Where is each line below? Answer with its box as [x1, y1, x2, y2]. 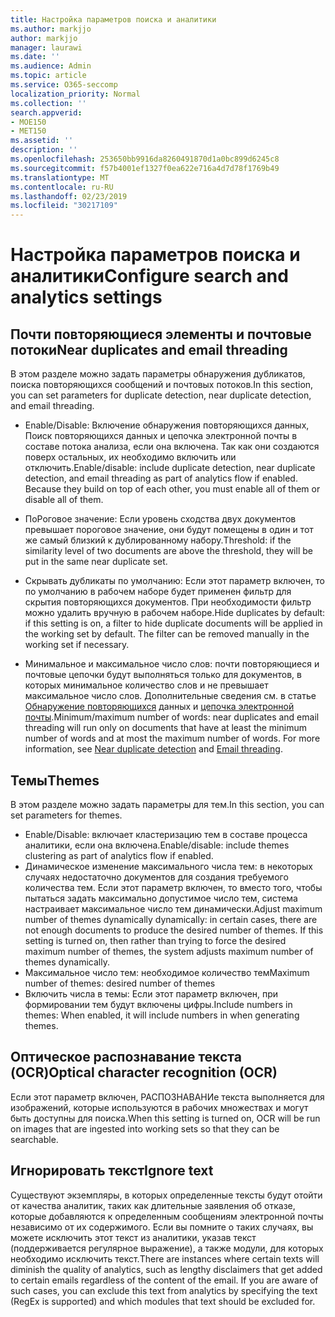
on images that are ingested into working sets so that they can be [10, 1122, 280, 1135]
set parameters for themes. [10, 809, 123, 821]
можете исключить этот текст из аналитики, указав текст [10, 1231, 257, 1243]
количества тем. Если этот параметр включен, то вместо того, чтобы [24, 881, 323, 893]
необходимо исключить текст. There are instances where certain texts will [10, 1252, 320, 1265]
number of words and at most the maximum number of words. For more [24, 732, 321, 745]
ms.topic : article [10, 71, 87, 81]
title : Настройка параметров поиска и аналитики [10, 14, 217, 25]
